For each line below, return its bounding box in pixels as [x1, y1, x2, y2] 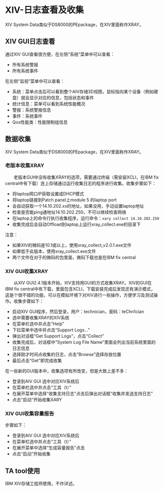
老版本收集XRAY [5, 162, 45, 169]
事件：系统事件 [12, 113, 43, 119]
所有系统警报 [12, 62, 38, 68]
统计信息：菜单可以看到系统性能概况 [12, 101, 86, 107]
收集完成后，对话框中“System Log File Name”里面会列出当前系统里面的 [12, 339, 156, 345]
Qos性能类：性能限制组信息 [12, 119, 68, 125]
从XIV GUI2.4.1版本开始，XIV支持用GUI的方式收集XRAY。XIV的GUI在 [14, 280, 152, 286]
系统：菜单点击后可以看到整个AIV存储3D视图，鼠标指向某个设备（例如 [12, 89, 154, 94]
